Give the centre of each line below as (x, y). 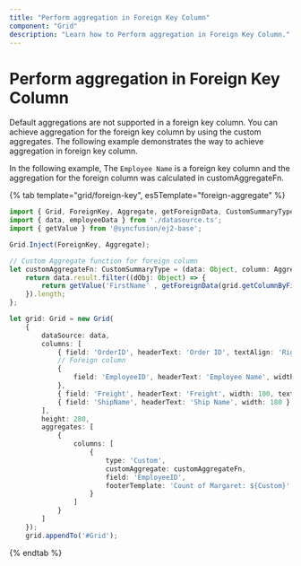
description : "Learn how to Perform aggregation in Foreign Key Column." (150, 34)
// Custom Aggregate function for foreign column (104, 261)
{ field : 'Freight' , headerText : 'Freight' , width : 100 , (166, 394)
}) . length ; (46, 294)
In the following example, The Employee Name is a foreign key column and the (150, 169)
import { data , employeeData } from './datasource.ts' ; (116, 221)
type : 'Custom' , (136, 460)
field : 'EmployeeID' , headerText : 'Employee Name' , (172, 378)
